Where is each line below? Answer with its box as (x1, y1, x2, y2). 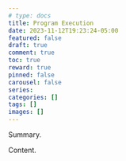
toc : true (8, 57, 41, 65)
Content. (8, 145, 37, 155)
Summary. (8, 130, 42, 139)
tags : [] (8, 100, 37, 108)
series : (8, 85, 34, 94)
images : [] (8, 108, 44, 116)
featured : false (8, 33, 62, 42)
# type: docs (8, 11, 52, 20)
